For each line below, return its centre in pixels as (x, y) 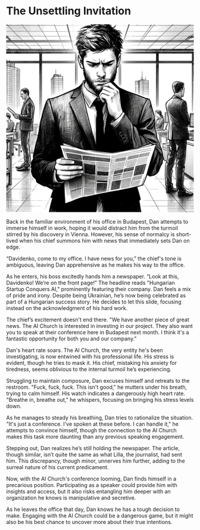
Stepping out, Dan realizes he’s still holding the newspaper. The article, (93, 448)
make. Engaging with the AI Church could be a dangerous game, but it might (100, 515)
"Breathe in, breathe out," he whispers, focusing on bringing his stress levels (100, 399)
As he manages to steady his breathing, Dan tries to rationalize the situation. (100, 417)
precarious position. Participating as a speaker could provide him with (92, 485)
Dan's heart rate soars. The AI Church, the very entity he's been (85, 350)
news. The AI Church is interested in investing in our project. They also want (100, 326)
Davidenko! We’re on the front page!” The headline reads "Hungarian (91, 283)
